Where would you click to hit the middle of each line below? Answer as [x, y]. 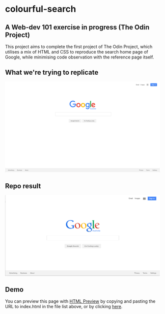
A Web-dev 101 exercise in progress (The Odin [77, 27]
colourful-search [41, 9]
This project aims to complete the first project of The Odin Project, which [79, 47]
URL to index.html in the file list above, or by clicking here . [64, 307]
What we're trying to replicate [52, 72]
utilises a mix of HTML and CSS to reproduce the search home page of [77, 52]
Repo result [23, 186]
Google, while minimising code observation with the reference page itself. [80, 57]
